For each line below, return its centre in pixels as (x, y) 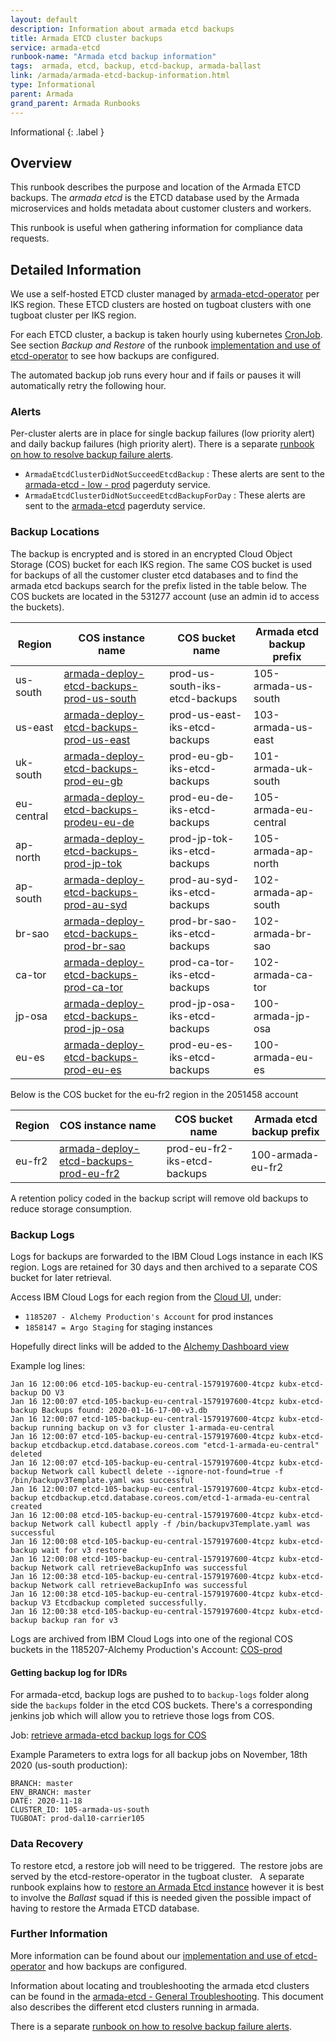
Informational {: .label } (57, 132)
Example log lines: (48, 1366)
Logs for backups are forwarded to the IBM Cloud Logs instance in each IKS (167, 1257)
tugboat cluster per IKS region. (73, 315)
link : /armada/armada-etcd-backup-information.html (120, 76)
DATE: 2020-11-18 (46, 1801)
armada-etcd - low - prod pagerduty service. (117, 485)
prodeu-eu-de (99, 822)
